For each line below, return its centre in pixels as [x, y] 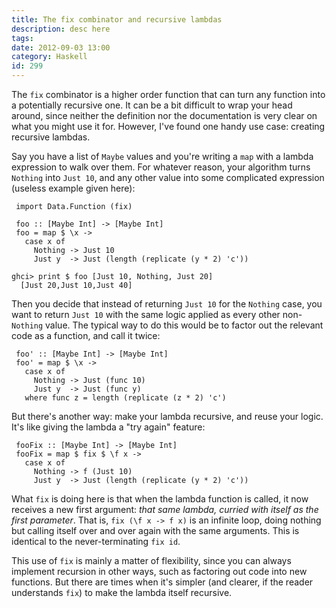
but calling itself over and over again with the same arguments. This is [155, 530]
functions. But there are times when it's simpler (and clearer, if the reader [162, 582]
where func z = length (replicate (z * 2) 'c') [125, 398]
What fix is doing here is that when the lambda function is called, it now [160, 499]
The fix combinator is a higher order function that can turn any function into [168, 94]
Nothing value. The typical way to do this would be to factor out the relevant [167, 325]
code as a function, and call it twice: [86, 335]
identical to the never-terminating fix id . [96, 541]
